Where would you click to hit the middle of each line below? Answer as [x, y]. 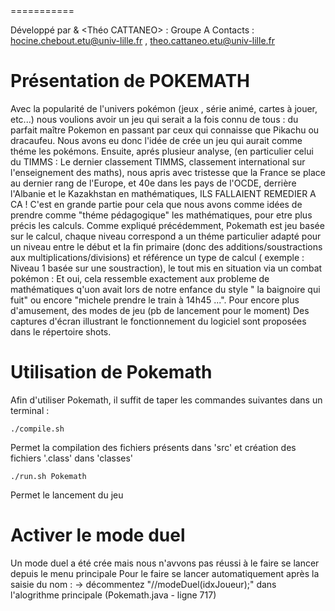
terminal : [30, 410]
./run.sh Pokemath [48, 476]
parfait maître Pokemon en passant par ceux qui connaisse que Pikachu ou [165, 130]
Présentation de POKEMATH [130, 81]
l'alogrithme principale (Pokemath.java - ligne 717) [113, 595]
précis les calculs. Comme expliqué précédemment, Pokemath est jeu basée [167, 225]
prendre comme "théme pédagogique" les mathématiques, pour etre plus [161, 215]
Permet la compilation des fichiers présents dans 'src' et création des [153, 447]
